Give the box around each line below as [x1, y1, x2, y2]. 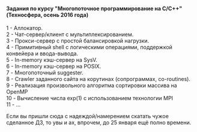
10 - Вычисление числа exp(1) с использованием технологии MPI [6, 95, 173, 102]
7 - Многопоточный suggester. [6, 69, 84, 76]
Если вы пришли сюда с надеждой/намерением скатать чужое [6, 113, 169, 120]
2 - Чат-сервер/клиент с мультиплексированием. [6, 31, 134, 38]
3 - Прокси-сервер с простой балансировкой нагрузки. [6, 37, 150, 44]
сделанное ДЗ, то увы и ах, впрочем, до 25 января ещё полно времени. [6, 119, 192, 126]
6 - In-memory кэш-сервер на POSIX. [6, 63, 102, 70]
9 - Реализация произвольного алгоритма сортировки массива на [6, 82, 177, 89]
